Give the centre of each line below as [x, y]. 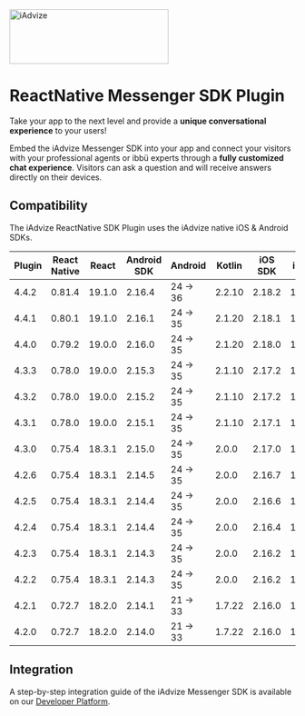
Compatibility [49, 206]
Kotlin [230, 265]
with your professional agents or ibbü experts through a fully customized [147, 157]
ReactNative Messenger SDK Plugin [147, 96]
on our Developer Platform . [60, 701]
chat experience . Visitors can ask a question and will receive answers [141, 167]
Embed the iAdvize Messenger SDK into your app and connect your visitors [150, 148]
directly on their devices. [56, 177]
